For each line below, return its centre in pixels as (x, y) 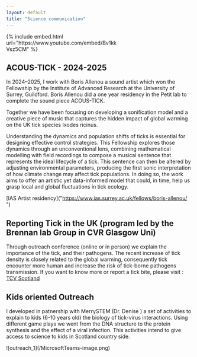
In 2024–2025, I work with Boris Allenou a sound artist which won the (91, 82)
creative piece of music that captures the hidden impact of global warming (97, 119)
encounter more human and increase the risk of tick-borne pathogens (91, 266)
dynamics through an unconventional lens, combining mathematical (88, 149)
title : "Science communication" (46, 19)
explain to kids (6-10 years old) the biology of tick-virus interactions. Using (97, 317)
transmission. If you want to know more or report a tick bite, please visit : (95, 272)
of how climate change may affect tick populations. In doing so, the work (95, 174)
